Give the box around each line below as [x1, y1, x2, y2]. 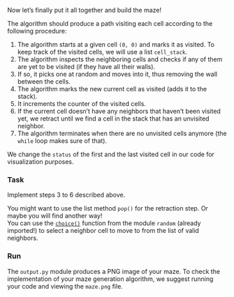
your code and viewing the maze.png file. [7, 282, 124, 290]
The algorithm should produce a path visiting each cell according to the [7, 20, 213, 27]
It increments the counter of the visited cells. [17, 100, 147, 107]
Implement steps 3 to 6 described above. [7, 191, 126, 199]
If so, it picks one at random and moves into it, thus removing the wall [17, 70, 218, 78]
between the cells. [17, 77, 71, 86]
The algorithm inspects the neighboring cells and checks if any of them [17, 55, 223, 63]
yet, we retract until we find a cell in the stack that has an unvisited [17, 114, 210, 123]
